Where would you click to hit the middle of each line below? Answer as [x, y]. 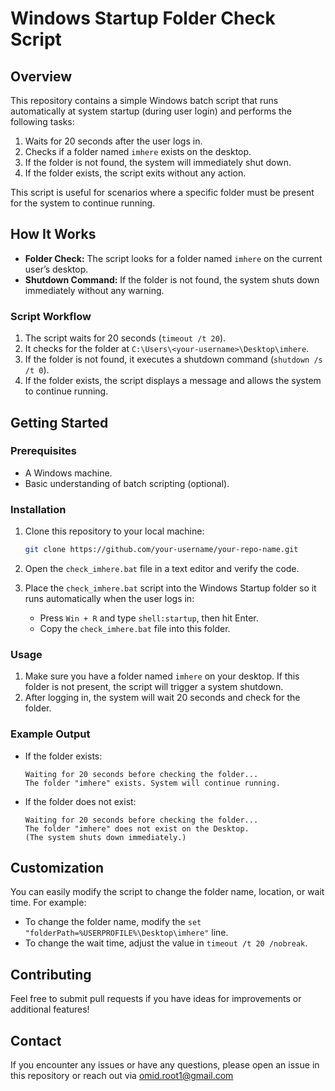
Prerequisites [43, 451]
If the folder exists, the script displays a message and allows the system [173, 381]
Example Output [50, 734]
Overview [41, 76]
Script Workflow [51, 316]
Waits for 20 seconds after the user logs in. [113, 141]
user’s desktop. [56, 269]
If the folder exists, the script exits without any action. [135, 173]
